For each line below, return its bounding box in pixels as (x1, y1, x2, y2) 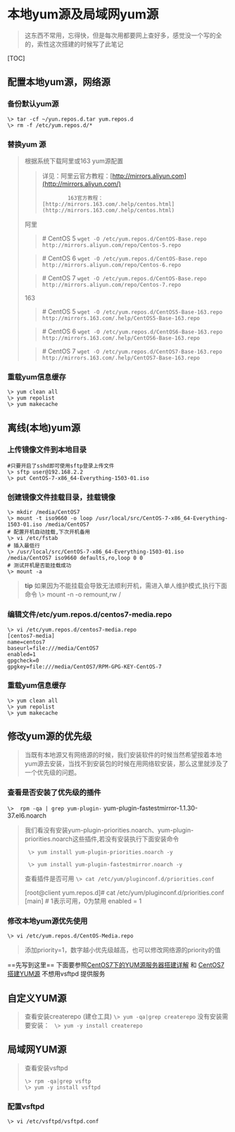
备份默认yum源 (7, 99, 59, 109)
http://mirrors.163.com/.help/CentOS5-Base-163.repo (42, 314, 201, 321)
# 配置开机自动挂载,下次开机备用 (7, 529, 90, 536)
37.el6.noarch (7, 811, 47, 820)
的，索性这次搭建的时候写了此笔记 (24, 39, 124, 48)
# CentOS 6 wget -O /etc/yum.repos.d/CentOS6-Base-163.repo (42, 327, 223, 336)
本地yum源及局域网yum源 (7, 6, 159, 23)
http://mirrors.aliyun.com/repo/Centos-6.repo (42, 262, 182, 269)
